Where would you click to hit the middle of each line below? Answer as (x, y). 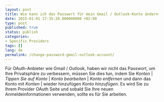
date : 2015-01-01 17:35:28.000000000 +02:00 (51, 18)
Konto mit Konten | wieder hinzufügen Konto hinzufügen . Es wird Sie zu (77, 84)
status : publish (21, 32)
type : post (16, 23)
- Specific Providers (27, 41)
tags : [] (14, 46)
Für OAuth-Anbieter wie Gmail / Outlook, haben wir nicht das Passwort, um (80, 68)
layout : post (18, 9)
